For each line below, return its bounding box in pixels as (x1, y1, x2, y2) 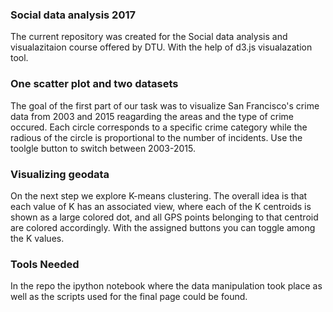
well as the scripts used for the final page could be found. (10, 291, 248, 303)
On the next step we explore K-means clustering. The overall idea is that (10, 189, 308, 202)
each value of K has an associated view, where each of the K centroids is (10, 200, 312, 212)
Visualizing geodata (10, 167, 110, 181)
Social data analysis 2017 (10, 8, 137, 22)
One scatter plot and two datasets (10, 77, 179, 91)
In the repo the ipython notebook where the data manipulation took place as (10, 280, 323, 292)
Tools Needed (10, 257, 80, 271)
